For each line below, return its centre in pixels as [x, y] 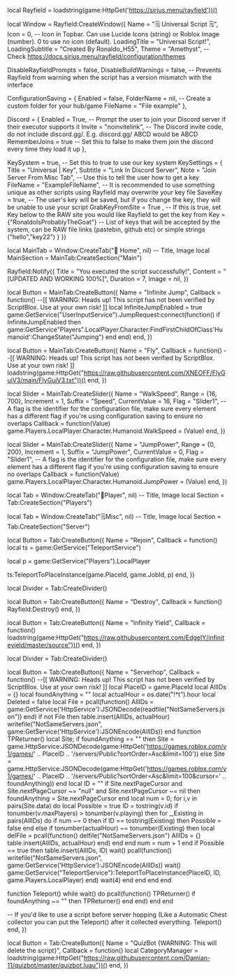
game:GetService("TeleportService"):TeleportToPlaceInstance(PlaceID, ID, [114, 873]
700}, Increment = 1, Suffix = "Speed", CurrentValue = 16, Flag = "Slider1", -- [117, 401]
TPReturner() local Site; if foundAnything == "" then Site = [91, 739]
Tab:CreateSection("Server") [49, 526]
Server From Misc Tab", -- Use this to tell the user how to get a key [103, 177]
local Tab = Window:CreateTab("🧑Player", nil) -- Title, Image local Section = [116, 495]
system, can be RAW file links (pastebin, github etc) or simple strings [106, 229]
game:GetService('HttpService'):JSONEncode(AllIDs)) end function [104, 731]
